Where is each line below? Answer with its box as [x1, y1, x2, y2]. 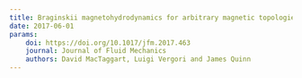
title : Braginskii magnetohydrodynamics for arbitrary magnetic [9, 13, 255, 22]
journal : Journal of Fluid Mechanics [25, 47, 167, 56]
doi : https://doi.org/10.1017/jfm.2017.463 [25, 38, 191, 48]
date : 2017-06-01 [9, 22, 75, 30]
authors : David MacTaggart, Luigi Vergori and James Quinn [25, 55, 252, 64]
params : [9, 30, 39, 39]
